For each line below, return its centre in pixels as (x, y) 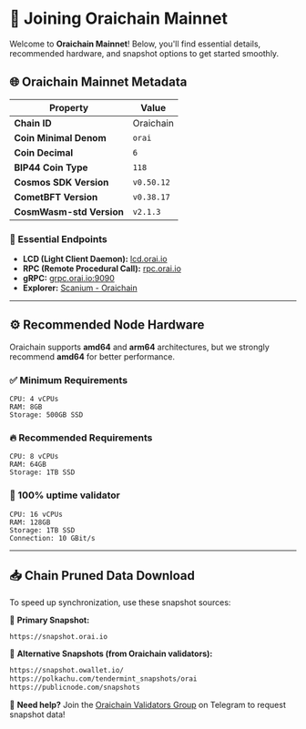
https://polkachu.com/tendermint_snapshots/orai (103, 679)
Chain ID (33, 123)
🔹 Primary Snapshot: (50, 620)
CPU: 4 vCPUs (34, 400)
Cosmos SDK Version (61, 182)
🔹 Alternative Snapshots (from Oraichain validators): (111, 653)
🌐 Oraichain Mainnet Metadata (98, 82)
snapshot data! (37, 714)
